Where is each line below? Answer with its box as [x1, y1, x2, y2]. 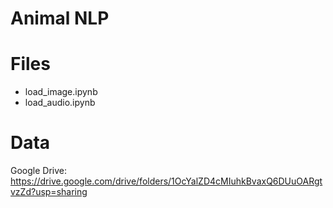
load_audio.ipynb [24, 97, 96, 109]
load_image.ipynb [24, 86, 98, 98]
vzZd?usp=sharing [10, 186, 88, 198]
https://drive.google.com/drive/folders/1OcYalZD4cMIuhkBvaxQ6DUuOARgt [10, 175, 323, 187]
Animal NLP [10, 7, 110, 30]
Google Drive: [10, 165, 68, 177]
